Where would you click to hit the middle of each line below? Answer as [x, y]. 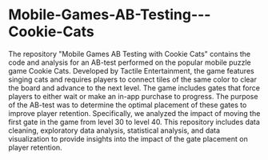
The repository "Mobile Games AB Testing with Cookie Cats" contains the [129, 54]
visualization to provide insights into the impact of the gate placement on [128, 138]
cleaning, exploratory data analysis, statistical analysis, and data [114, 130]
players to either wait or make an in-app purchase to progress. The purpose [133, 96]
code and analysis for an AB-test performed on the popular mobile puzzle [130, 62]
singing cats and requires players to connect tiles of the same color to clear [133, 79]
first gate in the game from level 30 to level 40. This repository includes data [134, 122]
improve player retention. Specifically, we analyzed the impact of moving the [134, 113]
